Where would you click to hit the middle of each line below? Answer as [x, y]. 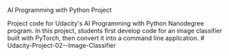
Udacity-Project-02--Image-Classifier [62, 45]
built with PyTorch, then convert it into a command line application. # [106, 38]
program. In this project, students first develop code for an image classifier [115, 31]
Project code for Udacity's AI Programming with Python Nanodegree [106, 23]
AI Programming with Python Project [59, 10]
